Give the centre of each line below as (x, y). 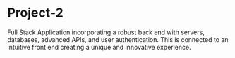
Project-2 (35, 13)
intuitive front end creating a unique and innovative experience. (100, 47)
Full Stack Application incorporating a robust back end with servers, (106, 32)
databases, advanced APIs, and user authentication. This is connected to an (118, 39)
